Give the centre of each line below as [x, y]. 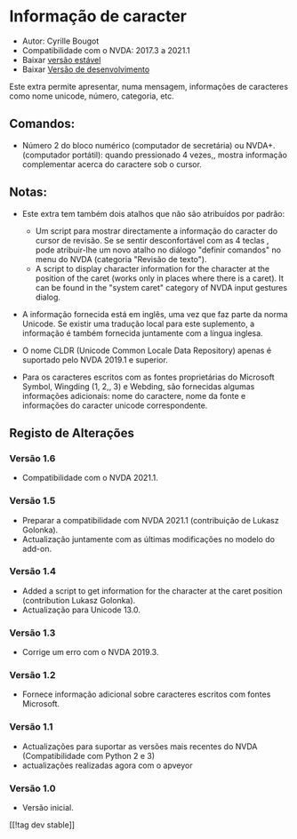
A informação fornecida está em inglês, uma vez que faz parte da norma [155, 314]
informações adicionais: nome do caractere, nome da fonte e [134, 396]
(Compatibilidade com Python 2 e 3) [88, 755]
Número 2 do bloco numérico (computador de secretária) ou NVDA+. [148, 145]
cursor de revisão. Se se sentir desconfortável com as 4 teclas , [152, 240]
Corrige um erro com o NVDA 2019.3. [90, 652]
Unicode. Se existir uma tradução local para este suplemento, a [138, 324]
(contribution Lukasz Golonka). [79, 600]
